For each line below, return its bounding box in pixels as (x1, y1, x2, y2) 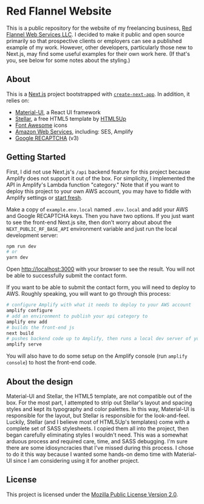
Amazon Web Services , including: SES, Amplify (15, 128, 134, 135)
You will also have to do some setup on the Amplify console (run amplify (6, 352, 188, 359)
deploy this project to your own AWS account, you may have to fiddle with (6, 187, 191, 195)
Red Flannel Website (6, 4, 112, 18)
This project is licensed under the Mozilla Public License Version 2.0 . (6, 491, 178, 498)
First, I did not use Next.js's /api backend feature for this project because (6, 168, 191, 175)
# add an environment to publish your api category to (6, 313, 148, 319)
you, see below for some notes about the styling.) (6, 56, 131, 64)
